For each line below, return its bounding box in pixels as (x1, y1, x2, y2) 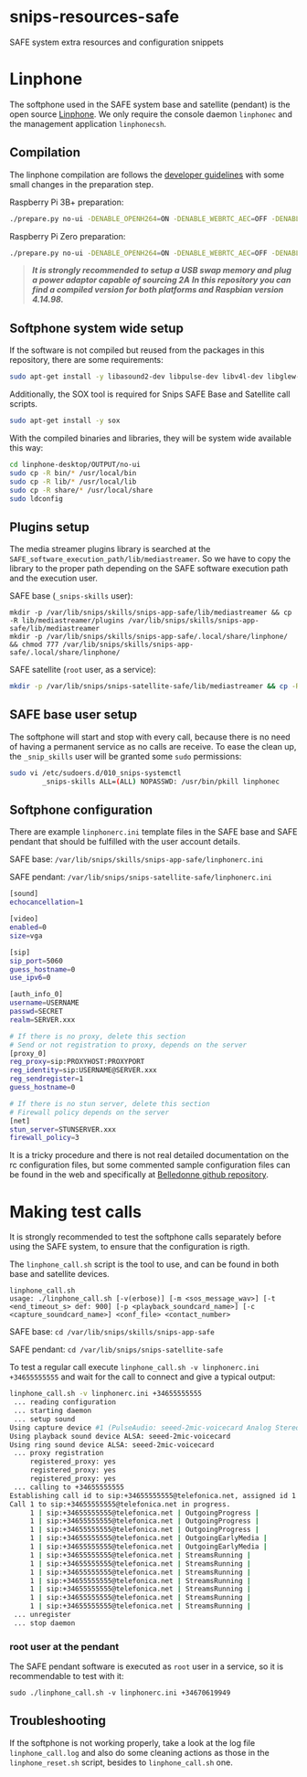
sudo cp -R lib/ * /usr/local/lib (9, 477, 137, 486)
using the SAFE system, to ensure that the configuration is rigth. (9, 1241, 250, 1252)
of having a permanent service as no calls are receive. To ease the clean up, (9, 740, 297, 751)
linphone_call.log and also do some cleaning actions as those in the (9, 1747, 270, 1758)
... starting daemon (13, 1406, 92, 1415)
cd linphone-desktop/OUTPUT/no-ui (9, 460, 142, 469)
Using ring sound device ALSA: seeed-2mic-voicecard (9, 1440, 215, 1450)
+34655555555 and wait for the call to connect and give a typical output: (9, 1371, 276, 1382)
